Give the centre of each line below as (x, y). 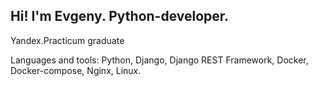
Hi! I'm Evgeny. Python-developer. (120, 16)
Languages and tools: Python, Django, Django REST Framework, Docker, (159, 60)
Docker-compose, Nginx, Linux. (76, 70)
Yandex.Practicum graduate (67, 40)
